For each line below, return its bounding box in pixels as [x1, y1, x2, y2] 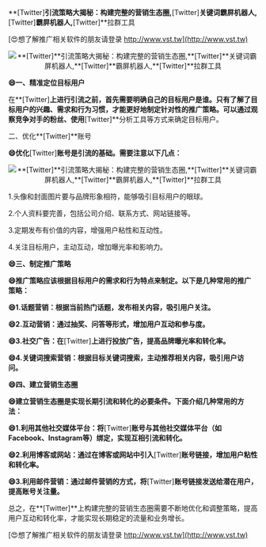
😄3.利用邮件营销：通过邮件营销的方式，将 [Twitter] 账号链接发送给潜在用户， [8, 477, 258, 486]
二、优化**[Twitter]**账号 [8, 131, 92, 141]
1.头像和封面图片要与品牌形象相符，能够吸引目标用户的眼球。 [8, 192, 207, 201]
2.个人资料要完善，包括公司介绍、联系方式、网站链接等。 [8, 209, 196, 218]
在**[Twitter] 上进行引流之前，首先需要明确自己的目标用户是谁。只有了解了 [8, 95, 251, 104]
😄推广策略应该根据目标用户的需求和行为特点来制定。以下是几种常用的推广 [8, 276, 252, 285]
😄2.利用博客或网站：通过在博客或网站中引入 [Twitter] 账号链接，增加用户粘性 [8, 450, 258, 459]
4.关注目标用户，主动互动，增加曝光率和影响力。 [8, 242, 168, 252]
